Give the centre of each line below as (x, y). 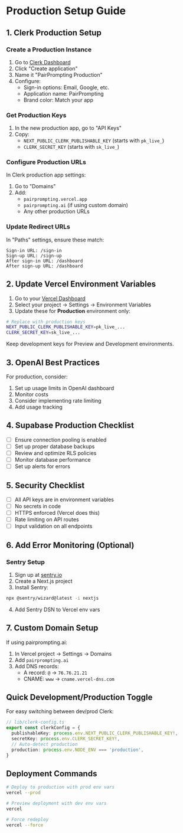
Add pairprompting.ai (42, 660)
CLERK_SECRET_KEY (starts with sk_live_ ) (71, 147)
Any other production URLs (56, 211)
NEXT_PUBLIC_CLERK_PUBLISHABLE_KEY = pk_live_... (66, 327)
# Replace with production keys (46, 322)
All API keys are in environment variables (64, 499)
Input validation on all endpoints (53, 526)
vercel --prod (24, 793)
